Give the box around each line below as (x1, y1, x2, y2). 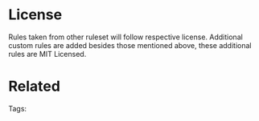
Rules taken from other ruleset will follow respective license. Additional (8, 32, 243, 42)
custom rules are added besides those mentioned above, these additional (8, 40, 252, 50)
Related (8, 78, 60, 95)
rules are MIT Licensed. (8, 49, 87, 58)
